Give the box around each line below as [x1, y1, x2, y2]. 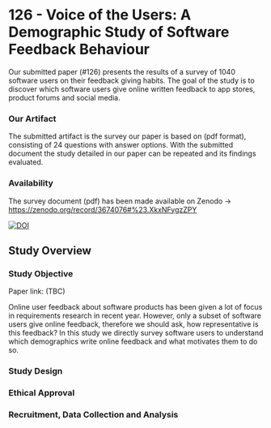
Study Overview [8, 243, 91, 257]
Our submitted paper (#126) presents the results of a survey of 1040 [8, 66, 236, 76]
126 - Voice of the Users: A [8, 6, 192, 24]
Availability [8, 178, 54, 189]
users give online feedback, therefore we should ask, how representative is [8, 319, 259, 329]
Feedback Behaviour [8, 41, 150, 58]
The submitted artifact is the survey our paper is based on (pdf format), [8, 131, 247, 141]
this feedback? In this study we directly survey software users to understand [8, 328, 264, 338]
